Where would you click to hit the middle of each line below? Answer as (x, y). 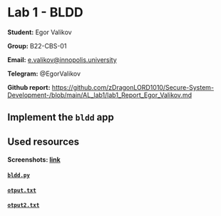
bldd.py (19, 175)
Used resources (43, 142)
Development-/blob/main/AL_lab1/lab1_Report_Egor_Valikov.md (100, 95)
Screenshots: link (34, 160)
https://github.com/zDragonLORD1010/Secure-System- (133, 87)
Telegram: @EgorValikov (44, 73)
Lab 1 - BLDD (45, 12)
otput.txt (22, 190)
